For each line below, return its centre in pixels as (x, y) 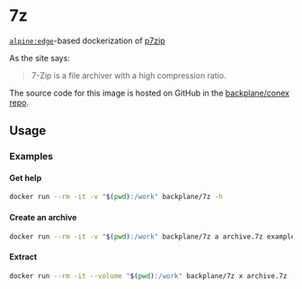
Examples (31, 157)
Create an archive (43, 217)
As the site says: (40, 58)
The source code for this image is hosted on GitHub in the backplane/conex (150, 93)
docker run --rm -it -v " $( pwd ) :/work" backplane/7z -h (116, 197)
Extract (23, 257)
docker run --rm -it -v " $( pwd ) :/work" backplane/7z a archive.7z (136, 236)
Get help (26, 177)
